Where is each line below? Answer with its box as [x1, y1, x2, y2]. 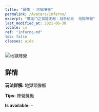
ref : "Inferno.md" [5, 30, 42, 35]
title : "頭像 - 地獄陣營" [5, 7, 54, 12]
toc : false [5, 35, 27, 39]
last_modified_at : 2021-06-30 [5, 20, 67, 26]
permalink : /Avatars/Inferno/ [5, 12, 67, 17]
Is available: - [5, 102, 33, 108]
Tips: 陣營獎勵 [5, 93, 34, 98]
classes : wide [5, 39, 34, 44]
